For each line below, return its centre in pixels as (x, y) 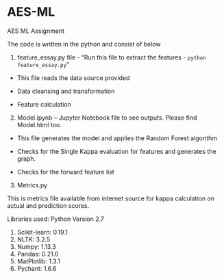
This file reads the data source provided (73, 78)
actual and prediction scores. (48, 205)
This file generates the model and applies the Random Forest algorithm (117, 138)
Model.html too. (39, 124)
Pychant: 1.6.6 (37, 268)
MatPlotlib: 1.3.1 (38, 261)
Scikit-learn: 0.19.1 (42, 232)
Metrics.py (32, 185)
